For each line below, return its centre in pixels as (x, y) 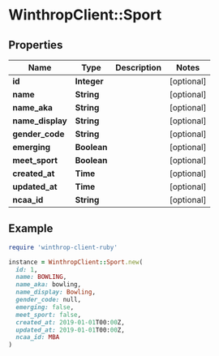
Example (31, 229)
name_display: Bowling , (56, 292)
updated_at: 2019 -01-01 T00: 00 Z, (71, 330)
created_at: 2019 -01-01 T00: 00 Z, (71, 322)
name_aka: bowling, (49, 285)
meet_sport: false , (49, 315)
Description (138, 68)
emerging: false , (45, 307)
